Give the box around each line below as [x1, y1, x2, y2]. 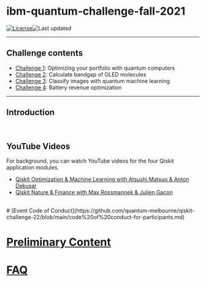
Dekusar [15, 182, 37, 190]
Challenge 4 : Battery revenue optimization [15, 84, 122, 91]
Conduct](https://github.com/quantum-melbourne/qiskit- [50, 207, 195, 215]
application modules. [6, 164, 59, 171]
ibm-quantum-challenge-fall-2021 [6, 4, 186, 18]
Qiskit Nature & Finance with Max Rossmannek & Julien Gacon [15, 188, 173, 196]
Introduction [6, 107, 55, 117]
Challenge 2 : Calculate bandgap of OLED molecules [15, 70, 147, 78]
